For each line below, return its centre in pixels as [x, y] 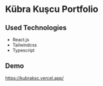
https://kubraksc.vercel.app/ [34, 78]
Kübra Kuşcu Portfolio [52, 9]
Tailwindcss [24, 45]
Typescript [23, 50]
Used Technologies [36, 28]
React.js [21, 39]
